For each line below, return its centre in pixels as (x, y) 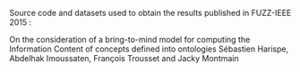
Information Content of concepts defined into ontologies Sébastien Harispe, (149, 49)
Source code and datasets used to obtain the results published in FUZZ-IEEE (150, 13)
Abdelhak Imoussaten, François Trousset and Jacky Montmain (124, 58)
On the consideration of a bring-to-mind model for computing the (130, 40)
